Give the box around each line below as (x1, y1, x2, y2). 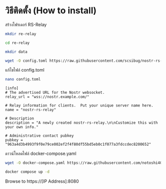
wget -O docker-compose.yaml (5, 160, 65, 165)
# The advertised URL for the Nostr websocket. (5, 90, 105, 95)
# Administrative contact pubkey (5, 133, 74, 138)
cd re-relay (5, 40, 30, 45)
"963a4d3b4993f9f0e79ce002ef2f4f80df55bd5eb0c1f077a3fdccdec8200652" (5, 142, 152, 147)
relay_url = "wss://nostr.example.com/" (5, 94, 90, 100)
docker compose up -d (5, 169, 50, 175)
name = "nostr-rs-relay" (5, 108, 56, 113)
